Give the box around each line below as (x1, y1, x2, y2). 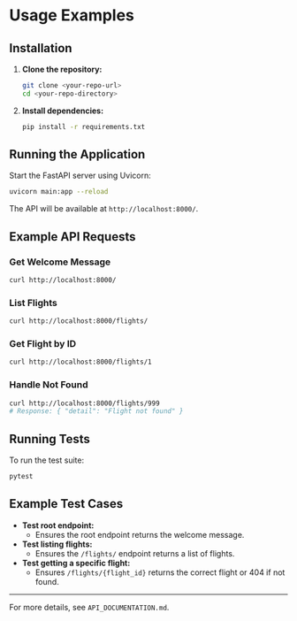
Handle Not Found (9, 379, 88, 391)
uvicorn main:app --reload (9, 188, 109, 196)
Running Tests (9, 431, 90, 447)
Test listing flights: (21, 539, 93, 549)
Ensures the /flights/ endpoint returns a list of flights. (34, 548, 235, 558)
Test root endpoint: (21, 519, 95, 531)
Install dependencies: (21, 105, 104, 116)
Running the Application (9, 147, 146, 162)
